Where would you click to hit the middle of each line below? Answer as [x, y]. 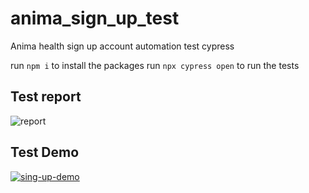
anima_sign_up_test [95, 18]
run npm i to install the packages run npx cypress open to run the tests [155, 65]
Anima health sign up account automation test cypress [122, 46]
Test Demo [45, 152]
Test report [46, 97]
